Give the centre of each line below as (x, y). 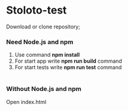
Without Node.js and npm (44, 89)
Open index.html (26, 102)
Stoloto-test (36, 10)
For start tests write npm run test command (68, 67)
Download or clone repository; (43, 27)
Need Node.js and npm (40, 42)
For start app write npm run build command (68, 61)
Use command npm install (47, 55)
